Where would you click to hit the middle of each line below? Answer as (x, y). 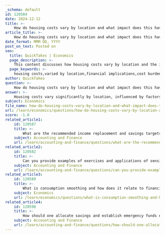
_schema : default (23, 10)
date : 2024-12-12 (23, 19)
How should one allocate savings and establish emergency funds (90, 216)
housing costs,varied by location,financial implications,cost (80, 74)
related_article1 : (24, 119)
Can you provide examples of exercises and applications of (85, 161)
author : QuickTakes (25, 78)
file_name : (16, 106)
